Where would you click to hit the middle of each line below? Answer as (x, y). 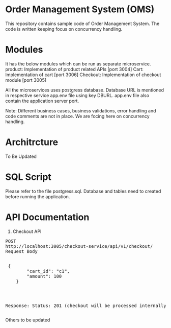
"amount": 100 (44, 276)
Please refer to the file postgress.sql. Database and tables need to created (83, 191)
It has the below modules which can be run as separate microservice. (78, 64)
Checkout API (27, 231)
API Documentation (47, 217)
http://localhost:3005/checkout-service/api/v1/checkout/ (79, 246)
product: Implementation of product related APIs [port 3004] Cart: (75, 69)
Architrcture (32, 142)
